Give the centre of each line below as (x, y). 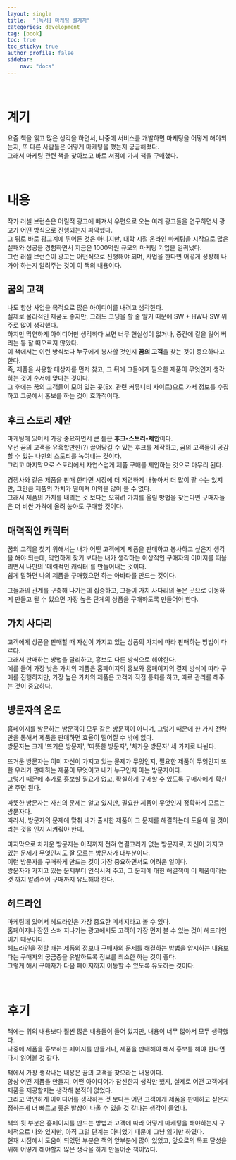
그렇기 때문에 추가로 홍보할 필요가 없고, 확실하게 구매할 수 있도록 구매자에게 (111, 779)
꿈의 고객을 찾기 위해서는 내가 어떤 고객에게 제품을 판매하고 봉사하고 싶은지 (110, 549)
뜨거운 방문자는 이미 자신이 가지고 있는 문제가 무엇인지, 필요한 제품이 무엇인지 (113, 761)
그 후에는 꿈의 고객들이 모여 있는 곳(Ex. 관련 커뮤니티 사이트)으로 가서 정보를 (112, 387)
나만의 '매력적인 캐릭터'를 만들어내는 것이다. (86, 566)
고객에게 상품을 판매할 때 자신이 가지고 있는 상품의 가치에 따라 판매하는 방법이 (113, 641)
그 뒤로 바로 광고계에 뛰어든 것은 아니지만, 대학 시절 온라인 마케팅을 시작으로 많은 (118, 239)
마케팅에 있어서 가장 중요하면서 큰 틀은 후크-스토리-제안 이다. (90, 438)
